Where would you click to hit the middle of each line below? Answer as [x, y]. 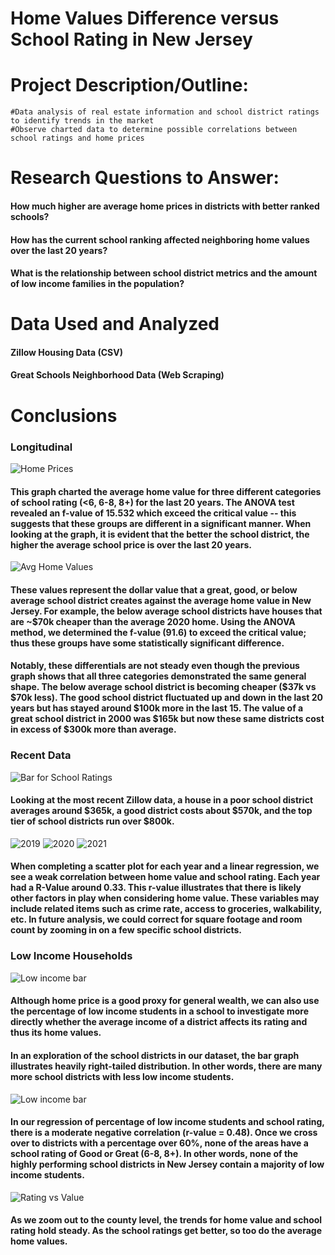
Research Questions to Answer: [145, 178]
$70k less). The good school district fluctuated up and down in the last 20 [166, 698]
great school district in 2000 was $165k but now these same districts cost [167, 719]
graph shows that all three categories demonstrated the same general [158, 676]
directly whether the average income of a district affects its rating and [159, 1022]
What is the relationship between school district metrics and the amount [164, 273]
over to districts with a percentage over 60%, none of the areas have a [159, 1143]
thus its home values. [56, 1033]
